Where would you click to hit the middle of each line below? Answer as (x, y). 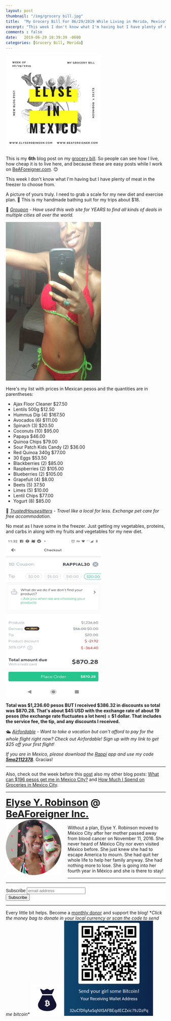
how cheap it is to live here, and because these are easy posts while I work (84, 164)
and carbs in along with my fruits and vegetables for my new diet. (74, 531)
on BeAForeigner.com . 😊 (32, 169)
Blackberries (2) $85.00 (38, 463)
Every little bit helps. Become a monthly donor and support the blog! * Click (84, 912)
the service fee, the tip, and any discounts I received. (63, 721)
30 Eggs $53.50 (30, 458)
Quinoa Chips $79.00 (35, 441)
